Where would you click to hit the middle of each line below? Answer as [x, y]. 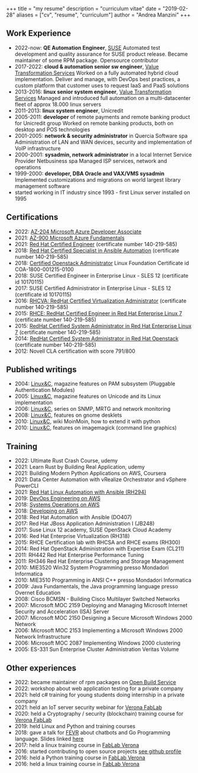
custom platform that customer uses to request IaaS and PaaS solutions [102, 85]
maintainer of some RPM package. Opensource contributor [87, 60]
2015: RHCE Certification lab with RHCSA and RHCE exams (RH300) [98, 542]
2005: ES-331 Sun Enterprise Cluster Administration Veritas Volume [97, 649]
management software [42, 186]
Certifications [32, 218]
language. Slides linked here [49, 739]
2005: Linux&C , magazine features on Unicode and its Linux [88, 397]
